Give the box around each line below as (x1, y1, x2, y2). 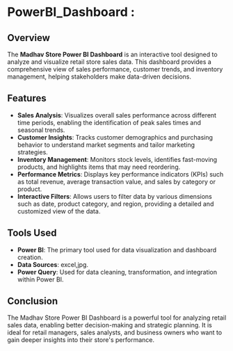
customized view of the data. (17, 206, 101, 215)
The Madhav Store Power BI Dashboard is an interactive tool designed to (7, 50, 218, 58)
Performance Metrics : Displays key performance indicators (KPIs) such (17, 170, 224, 178)
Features (7, 92, 47, 104)
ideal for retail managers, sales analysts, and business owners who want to (7, 328, 223, 337)
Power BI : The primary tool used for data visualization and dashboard (17, 245, 217, 254)
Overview (7, 32, 51, 44)
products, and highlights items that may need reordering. (17, 163, 181, 171)
